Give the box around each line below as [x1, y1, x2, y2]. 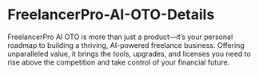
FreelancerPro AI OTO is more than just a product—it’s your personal [7, 32, 233, 41]
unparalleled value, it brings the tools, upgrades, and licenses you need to [7, 49, 251, 58]
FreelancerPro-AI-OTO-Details [7, 6, 215, 24]
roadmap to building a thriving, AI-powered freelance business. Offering [7, 40, 245, 49]
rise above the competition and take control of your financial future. [7, 57, 230, 67]
